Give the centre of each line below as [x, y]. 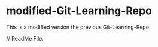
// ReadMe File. [25, 38]
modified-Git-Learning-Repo [79, 11]
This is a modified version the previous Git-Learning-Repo [78, 27]
